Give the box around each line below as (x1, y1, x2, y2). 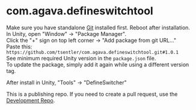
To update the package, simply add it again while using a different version (6, 61, 189, 68)
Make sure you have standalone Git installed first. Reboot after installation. (6, 24, 191, 31)
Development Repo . (6, 97, 55, 104)
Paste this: (6, 43, 32, 50)
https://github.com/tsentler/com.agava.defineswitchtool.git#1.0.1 (6, 49, 179, 55)
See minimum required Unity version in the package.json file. (6, 54, 156, 62)
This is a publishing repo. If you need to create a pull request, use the (6, 90, 178, 97)
